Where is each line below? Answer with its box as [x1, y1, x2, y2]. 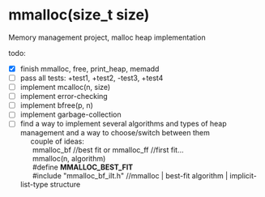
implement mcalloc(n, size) [19, 83, 111, 92]
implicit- [229, 171, 257, 181]
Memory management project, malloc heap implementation [8, 32, 206, 42]
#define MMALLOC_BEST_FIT [32, 162, 134, 172]
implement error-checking [19, 92, 108, 101]
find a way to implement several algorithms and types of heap [19, 119, 227, 129]
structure [49, 180, 81, 190]
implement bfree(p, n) [19, 101, 93, 110]
